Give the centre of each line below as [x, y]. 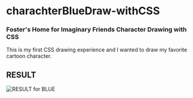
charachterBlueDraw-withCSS [83, 11]
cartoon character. [29, 56]
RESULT [21, 75]
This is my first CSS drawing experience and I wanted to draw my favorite [97, 50]
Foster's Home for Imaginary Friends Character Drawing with [96, 30]
